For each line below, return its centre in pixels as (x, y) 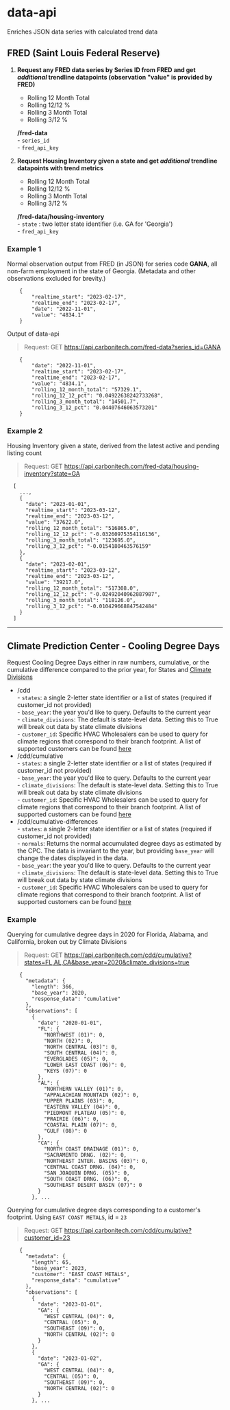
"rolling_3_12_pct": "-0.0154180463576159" (88, 546)
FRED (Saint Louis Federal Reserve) (84, 53)
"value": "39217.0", (54, 582)
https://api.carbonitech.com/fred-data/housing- (132, 466)
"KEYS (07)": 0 (65, 1071)
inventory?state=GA (52, 474)
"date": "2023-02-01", (57, 564)
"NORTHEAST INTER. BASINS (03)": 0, (96, 1161)
